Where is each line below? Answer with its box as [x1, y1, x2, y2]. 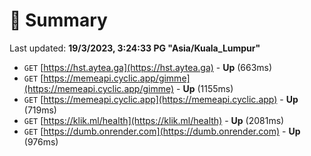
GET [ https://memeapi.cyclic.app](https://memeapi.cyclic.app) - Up [23, 93, 299, 105]
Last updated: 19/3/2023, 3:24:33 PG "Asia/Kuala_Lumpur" [9, 42, 261, 54]
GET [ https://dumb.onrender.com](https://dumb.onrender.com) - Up [23, 125, 301, 137]
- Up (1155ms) [176, 82, 234, 94]
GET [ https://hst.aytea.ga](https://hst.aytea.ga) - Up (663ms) [23, 61, 273, 73]
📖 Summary [9, 9, 108, 32]
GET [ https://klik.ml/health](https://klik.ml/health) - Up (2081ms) [23, 114, 285, 126]
